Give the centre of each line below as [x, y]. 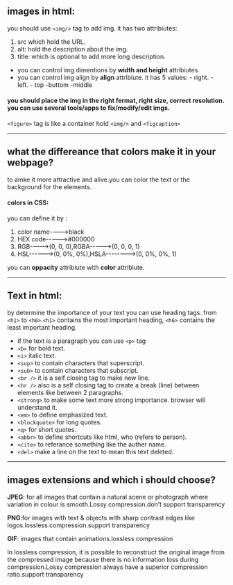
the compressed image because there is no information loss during [103, 559]
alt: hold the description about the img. [72, 49]
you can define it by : [37, 218]
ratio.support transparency [45, 574]
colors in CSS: [28, 203]
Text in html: [35, 296]
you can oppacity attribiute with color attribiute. [76, 268]
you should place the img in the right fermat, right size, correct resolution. [116, 101]
